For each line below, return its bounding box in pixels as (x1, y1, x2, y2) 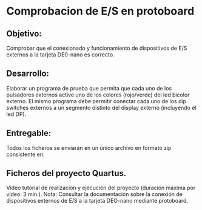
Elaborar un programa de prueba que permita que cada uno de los (6, 84, 172, 92)
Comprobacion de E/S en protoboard (6, 4, 195, 18)
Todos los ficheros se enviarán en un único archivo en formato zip (6, 144, 172, 151)
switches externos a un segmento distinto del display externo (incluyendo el (6, 104, 197, 111)
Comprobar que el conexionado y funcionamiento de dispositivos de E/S (6, 44, 187, 52)
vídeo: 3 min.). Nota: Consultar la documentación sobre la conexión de (6, 191, 183, 198)
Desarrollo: (6, 69, 50, 79)
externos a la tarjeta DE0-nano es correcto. (6, 51, 115, 58)
